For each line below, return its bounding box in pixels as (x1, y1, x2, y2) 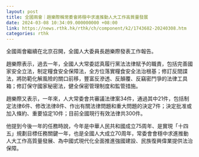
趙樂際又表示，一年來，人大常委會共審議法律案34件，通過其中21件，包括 (6, 95, 184, 102)
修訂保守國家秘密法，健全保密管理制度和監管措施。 (16, 82, 141, 89)
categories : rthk (6, 31, 49, 37)
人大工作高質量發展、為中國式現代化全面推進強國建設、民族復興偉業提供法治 (6, 137, 193, 145)
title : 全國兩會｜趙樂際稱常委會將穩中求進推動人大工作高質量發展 (6, 14, 149, 20)
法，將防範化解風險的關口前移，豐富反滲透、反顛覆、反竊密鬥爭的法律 (6, 75, 178, 82)
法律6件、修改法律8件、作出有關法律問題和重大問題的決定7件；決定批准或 (11, 102, 192, 110)
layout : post (6, 8, 38, 15)
